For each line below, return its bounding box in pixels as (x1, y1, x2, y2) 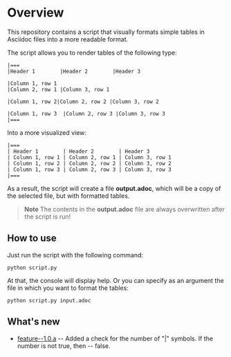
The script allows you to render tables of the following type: (7, 48, 178, 57)
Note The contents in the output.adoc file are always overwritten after (24, 205, 225, 213)
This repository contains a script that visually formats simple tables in (7, 28, 205, 36)
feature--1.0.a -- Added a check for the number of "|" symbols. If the (17, 334, 213, 342)
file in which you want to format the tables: (7, 284, 129, 292)
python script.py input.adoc (7, 297, 91, 304)
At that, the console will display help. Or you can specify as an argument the (7, 276, 224, 284)
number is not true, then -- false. (17, 341, 111, 350)
